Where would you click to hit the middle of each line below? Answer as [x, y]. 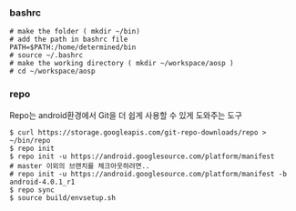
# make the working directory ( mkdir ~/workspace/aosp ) [122, 64]
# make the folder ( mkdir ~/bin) [75, 32]
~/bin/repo [30, 140]
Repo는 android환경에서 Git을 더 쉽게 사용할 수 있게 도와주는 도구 [126, 115]
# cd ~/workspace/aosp [52, 71]
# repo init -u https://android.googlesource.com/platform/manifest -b [148, 174]
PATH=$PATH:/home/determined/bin [73, 47]
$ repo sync [32, 190]
